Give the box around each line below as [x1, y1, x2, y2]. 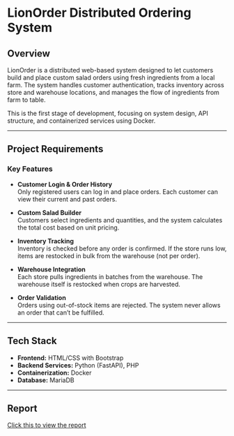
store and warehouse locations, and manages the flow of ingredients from [7, 89, 219, 96]
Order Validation [17, 293, 66, 301]
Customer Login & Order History [17, 180, 113, 188]
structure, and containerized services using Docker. [7, 116, 156, 125]
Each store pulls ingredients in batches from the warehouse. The [17, 272, 203, 280]
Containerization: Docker [17, 368, 92, 377]
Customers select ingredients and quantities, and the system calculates [17, 216, 223, 224]
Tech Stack [7, 335, 57, 347]
